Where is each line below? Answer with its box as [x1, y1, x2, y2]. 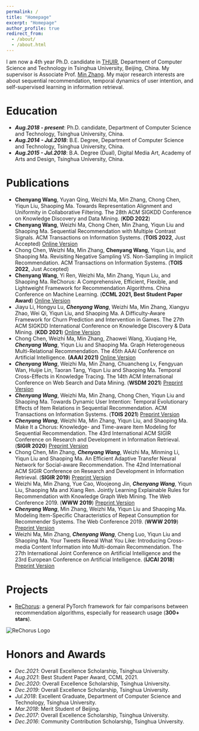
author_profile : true [6, 25, 60, 31]
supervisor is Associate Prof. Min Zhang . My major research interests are [6, 71, 185, 78]
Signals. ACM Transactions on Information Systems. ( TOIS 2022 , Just [14, 234, 186, 241]
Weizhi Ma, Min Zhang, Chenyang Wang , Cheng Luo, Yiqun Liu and [14, 530, 181, 538]
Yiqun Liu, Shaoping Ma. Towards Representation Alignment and [14, 202, 172, 209]
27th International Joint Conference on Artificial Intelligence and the [14, 549, 181, 556]
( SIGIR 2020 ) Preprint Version [14, 442, 89, 449]
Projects [6, 583, 49, 596]
